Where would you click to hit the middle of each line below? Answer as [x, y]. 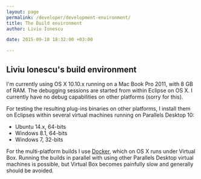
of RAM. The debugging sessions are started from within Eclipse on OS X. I [100, 90]
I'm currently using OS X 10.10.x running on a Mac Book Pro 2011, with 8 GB [100, 84]
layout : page [23, 12]
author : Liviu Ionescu [35, 29]
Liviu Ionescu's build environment [72, 69]
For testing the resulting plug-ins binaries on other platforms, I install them [98, 108]
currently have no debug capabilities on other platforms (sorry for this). [95, 97]
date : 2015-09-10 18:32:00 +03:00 [50, 40]
